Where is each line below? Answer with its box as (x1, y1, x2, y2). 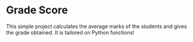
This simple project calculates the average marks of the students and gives (6, 23, 187, 30)
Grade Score (6, 3, 68, 17)
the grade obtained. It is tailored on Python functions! (6, 29, 135, 36)
